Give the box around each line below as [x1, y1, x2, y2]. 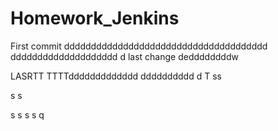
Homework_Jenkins [10, 7, 180, 30]
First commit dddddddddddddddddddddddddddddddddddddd [10, 40, 268, 52]
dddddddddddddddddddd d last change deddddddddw [10, 50, 239, 62]
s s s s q [10, 108, 45, 121]
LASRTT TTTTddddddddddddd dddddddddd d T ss [10, 70, 222, 82]
